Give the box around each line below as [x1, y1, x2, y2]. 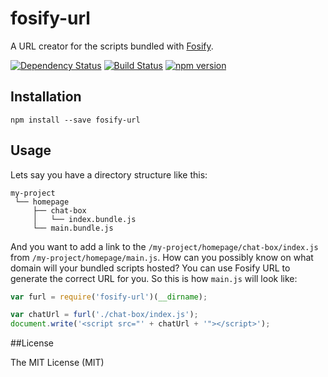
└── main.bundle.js [32, 223, 114, 233]
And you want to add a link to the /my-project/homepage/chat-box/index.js [10, 240, 319, 252]
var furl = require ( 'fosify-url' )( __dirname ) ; [10, 292, 208, 302]
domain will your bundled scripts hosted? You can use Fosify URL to [10, 262, 291, 274]
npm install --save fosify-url [10, 115, 141, 125]
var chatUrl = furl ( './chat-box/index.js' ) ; [10, 310, 199, 320]
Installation [10, 88, 82, 106]
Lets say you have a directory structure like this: [10, 168, 208, 181]
